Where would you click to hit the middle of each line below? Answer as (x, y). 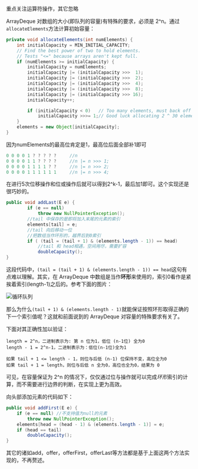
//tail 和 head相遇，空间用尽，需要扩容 (82, 246)
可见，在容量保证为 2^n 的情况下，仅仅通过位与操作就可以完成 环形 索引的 (95, 377)
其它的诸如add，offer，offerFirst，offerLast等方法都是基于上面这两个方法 (95, 453)
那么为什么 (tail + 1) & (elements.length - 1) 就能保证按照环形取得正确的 (98, 309)
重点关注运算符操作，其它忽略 (42, 9)
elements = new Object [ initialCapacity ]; (68, 127)
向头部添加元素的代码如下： (40, 397)
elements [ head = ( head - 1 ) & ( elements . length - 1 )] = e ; (91, 424)
